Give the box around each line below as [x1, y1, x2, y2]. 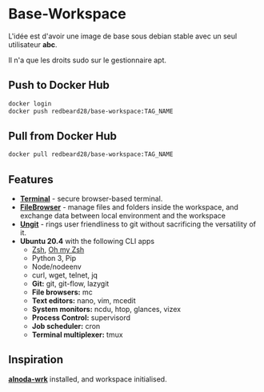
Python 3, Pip [31, 254, 77, 262]
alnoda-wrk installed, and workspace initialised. [8, 374, 167, 384]
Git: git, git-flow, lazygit [31, 279, 110, 288]
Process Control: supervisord [31, 313, 130, 322]
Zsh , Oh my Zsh [31, 245, 85, 254]
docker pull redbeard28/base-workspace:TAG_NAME [8, 150, 174, 158]
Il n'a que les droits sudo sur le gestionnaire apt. [8, 55, 166, 65]
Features [8, 173, 54, 186]
